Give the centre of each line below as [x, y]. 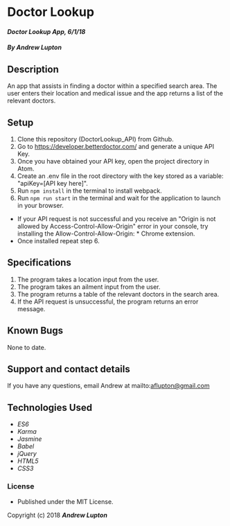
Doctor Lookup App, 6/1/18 [46, 31]
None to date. [27, 347]
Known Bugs [35, 331]
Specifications [39, 263]
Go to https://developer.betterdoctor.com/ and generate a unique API [116, 147]
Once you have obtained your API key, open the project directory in [113, 161]
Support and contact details [69, 369]
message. [31, 308]
